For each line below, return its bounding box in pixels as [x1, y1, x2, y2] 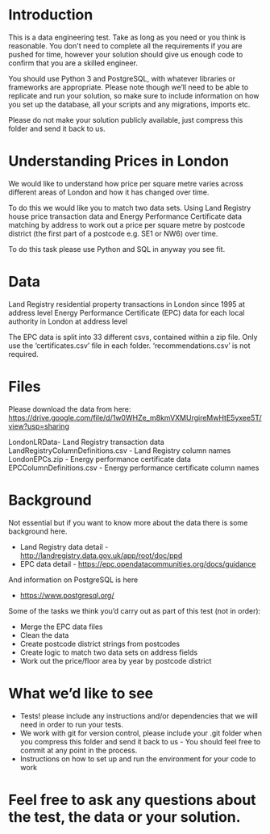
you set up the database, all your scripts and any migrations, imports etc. [8, 99, 251, 109]
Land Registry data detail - [19, 542, 109, 551]
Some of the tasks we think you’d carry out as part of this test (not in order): [8, 606, 261, 615]
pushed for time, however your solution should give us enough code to [8, 49, 243, 59]
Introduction [8, 6, 93, 24]
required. [8, 349, 39, 358]
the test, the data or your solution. [8, 807, 241, 826]
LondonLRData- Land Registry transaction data [8, 437, 165, 446]
